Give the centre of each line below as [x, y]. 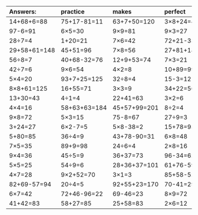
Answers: [23, 11]
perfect [175, 11]
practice [73, 11]
